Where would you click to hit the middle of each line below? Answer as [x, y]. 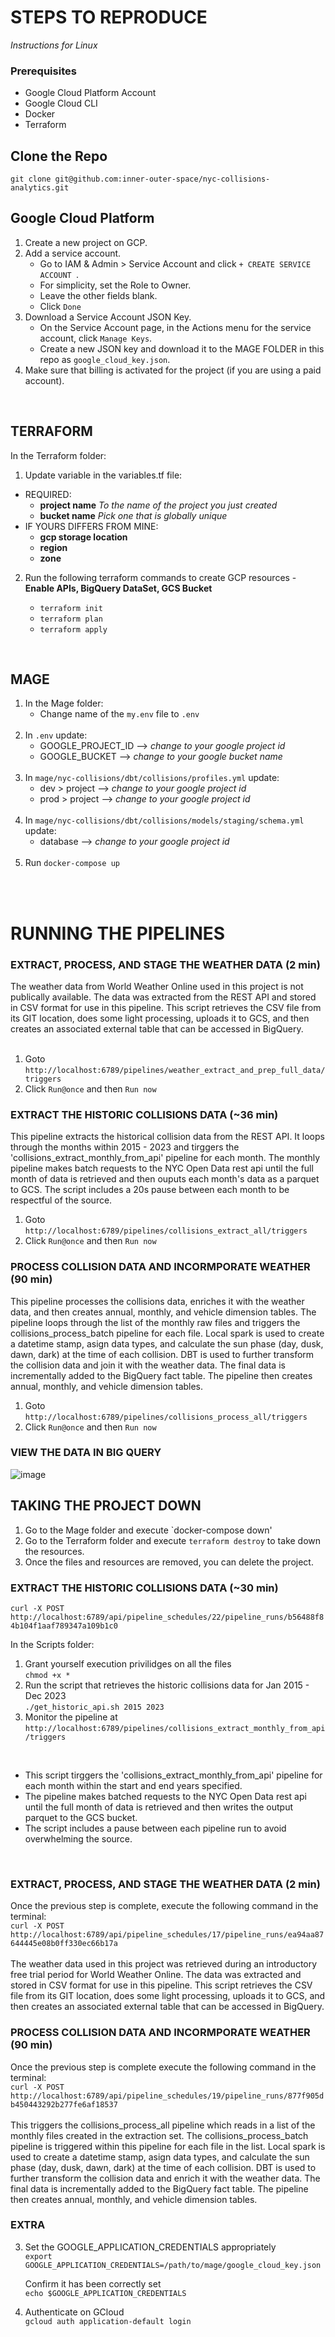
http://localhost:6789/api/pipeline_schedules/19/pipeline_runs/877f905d [167, 2096]
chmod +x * [47, 1675]
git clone [31, 179]
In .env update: [56, 735]
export [38, 2256]
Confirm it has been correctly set [93, 2283]
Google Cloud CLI [61, 103]
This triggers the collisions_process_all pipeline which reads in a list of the [163, 2125]
